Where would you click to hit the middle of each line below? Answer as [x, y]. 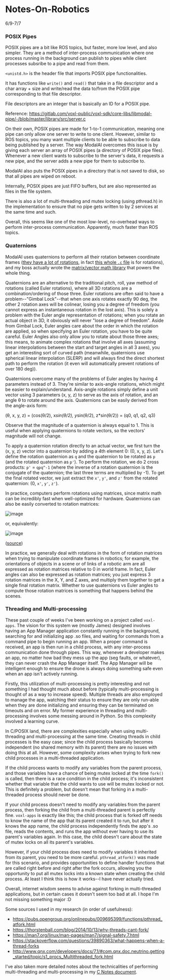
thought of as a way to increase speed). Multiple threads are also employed [84, 694]
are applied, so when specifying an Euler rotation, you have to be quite [79, 331]
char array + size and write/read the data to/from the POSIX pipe [73, 89]
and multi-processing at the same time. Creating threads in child [93, 736]
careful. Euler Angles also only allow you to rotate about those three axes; [82, 336]
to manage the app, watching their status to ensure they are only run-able [82, 700]
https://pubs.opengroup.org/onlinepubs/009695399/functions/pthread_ [88, 919]
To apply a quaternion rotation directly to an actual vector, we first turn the [83, 445]
